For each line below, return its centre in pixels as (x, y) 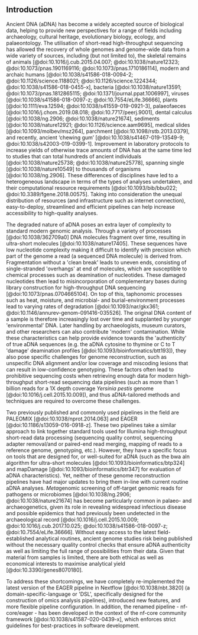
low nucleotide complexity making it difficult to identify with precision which (98, 250)
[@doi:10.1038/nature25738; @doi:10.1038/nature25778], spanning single (95, 162)
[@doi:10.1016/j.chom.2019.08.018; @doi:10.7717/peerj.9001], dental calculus (99, 112)
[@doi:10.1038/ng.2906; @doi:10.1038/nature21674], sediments (83, 119)
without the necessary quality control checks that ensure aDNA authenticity (98, 544)
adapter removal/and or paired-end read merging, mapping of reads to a (94, 443)
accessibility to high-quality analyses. (52, 213)
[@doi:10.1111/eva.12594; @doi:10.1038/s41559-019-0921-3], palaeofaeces (96, 106)
